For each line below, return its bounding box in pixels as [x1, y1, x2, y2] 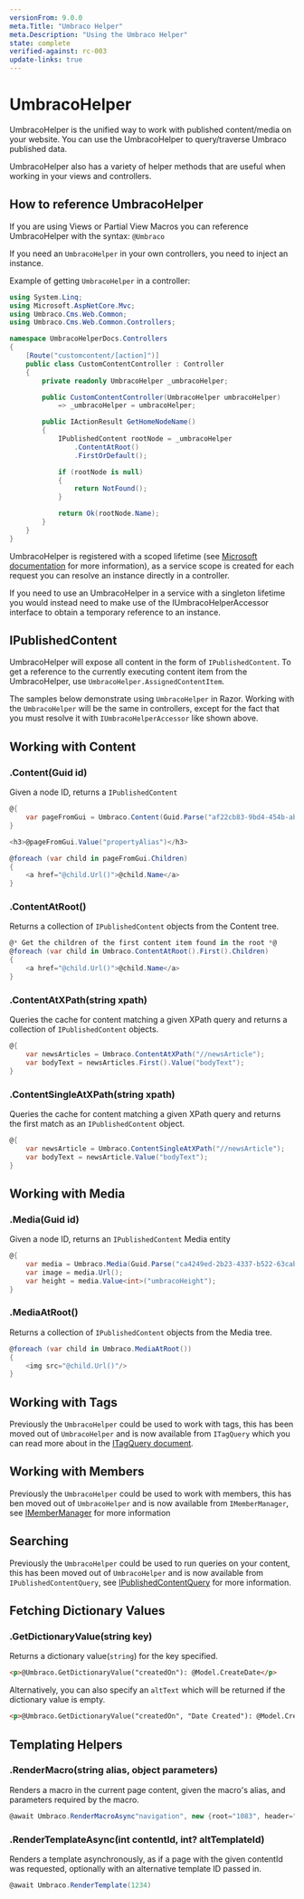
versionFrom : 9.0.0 [9, 13, 83, 23]
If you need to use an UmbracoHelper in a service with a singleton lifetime [9, 587, 286, 598]
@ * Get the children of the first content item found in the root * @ [9, 939, 278, 948]
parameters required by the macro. [9, 1794, 140, 1805]
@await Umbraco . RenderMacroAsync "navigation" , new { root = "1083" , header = [9, 1811, 294, 1820]
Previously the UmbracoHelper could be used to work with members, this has [9, 1488, 292, 1499]
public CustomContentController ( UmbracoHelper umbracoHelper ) [42, 393, 281, 402]
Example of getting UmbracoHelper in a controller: [9, 275, 191, 286]
